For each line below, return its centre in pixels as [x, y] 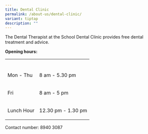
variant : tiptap [21, 19]
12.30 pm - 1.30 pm [63, 111]
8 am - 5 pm [53, 93]
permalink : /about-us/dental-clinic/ [43, 14]
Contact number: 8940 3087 [34, 128]
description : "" [21, 23]
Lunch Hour [21, 111]
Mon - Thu [20, 75]
